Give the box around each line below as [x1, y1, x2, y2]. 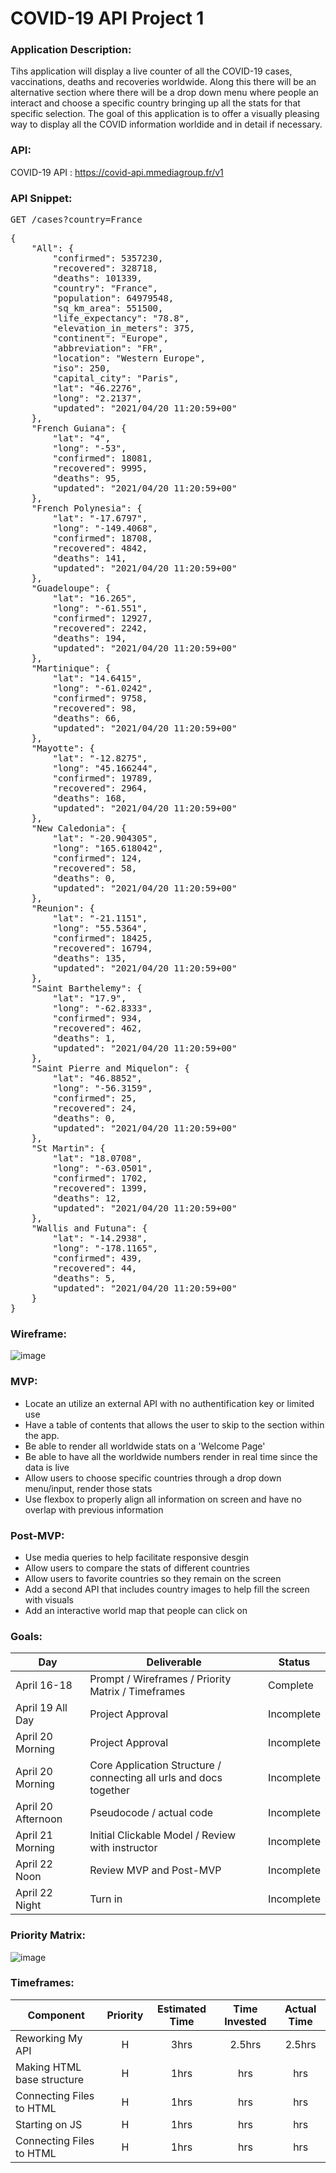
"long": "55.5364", [52, 923, 148, 934]
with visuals [24, 1593, 75, 1606]
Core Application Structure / [89, 1758, 222, 1772]
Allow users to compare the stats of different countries [24, 1562, 250, 1574]
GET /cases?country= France [10, 214, 143, 226]
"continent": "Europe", [52, 333, 169, 344]
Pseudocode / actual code [89, 1806, 214, 1820]
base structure [15, 2072, 85, 2086]
